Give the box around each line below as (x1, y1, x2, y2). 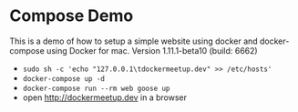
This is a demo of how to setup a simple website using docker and (9, 36, 258, 46)
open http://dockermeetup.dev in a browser (22, 92, 188, 103)
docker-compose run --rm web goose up (22, 84, 170, 93)
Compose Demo (9, 5, 134, 26)
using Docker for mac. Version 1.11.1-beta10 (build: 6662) (46, 45, 258, 56)
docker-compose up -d (22, 74, 105, 83)
